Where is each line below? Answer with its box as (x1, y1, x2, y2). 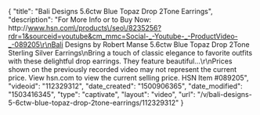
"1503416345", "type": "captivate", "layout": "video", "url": (8, 90, 196, 99)
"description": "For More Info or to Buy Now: (8, 15, 151, 24)
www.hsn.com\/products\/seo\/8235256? (27, 23, 162, 32)
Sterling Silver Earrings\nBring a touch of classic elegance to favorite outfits (8, 49, 253, 57)
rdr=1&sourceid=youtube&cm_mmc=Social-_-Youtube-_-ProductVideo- (8, 31, 238, 41)
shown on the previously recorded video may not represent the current (8, 65, 237, 74)
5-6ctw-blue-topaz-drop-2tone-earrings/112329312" (8, 98, 179, 107)
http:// (8, 23, 29, 32)
